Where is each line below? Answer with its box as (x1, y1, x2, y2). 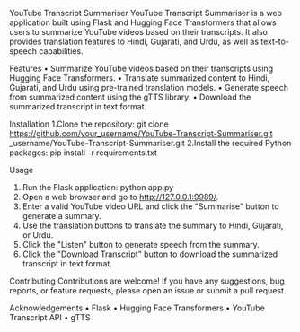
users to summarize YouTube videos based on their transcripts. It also (9, 27, 268, 37)
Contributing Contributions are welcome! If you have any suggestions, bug (9, 275, 285, 286)
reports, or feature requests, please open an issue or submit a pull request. (9, 285, 287, 295)
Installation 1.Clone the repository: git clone (9, 118, 169, 129)
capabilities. (39, 46, 84, 57)
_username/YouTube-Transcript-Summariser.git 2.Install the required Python (9, 138, 292, 148)
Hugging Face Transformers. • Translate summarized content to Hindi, (9, 73, 270, 83)
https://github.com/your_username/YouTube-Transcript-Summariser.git (9, 128, 273, 138)
